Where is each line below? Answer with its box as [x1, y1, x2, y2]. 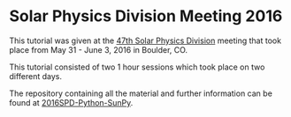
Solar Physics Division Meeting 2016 [9, 6, 283, 26]
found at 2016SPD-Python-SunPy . [9, 97, 134, 107]
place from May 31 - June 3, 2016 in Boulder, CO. [9, 44, 188, 55]
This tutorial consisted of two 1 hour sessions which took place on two [9, 62, 265, 72]
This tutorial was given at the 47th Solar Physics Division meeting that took [9, 35, 281, 46]
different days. [9, 70, 63, 81]
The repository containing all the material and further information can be [9, 88, 272, 99]
